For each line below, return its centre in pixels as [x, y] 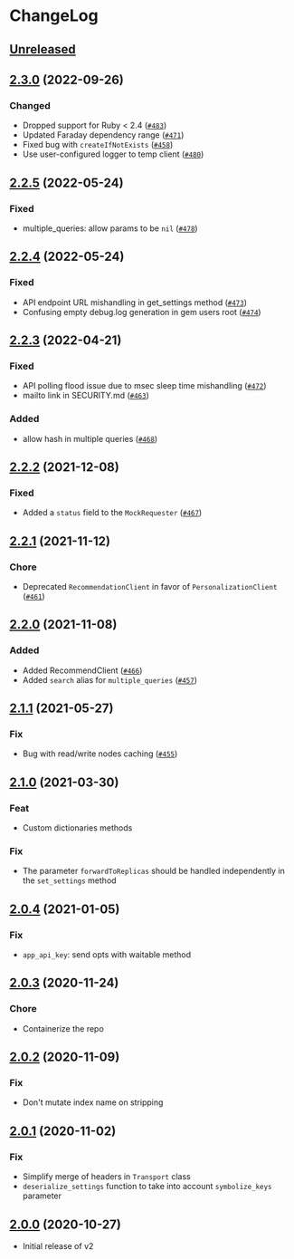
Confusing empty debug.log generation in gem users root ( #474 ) [142, 312]
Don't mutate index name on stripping [93, 1102]
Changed [30, 105]
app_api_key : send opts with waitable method [107, 955]
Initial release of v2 [58, 1245]
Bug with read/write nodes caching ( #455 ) [100, 754]
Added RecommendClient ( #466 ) [82, 670]
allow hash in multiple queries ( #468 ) [90, 438]
